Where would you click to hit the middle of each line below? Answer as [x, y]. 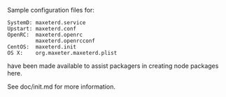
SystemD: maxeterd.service [47, 23]
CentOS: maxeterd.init [42, 47]
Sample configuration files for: [51, 10]
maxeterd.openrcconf [65, 41]
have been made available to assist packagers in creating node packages [113, 66]
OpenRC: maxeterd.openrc [45, 35]
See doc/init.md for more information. [61, 87]
